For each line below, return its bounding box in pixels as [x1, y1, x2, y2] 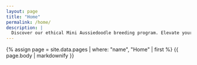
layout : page [6, 8, 38, 15]
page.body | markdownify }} [6, 52, 74, 59]
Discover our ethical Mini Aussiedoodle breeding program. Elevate [11, 30, 180, 36]
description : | [6, 24, 43, 31]
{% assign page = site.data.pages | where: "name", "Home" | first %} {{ [6, 46, 179, 53]
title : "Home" [6, 14, 41, 20]
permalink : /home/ [6, 19, 51, 25]
